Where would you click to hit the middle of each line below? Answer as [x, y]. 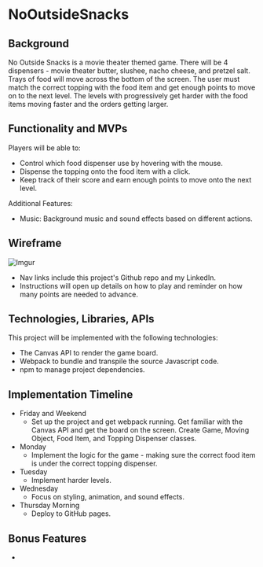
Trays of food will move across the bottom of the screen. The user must [124, 79]
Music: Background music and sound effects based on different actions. [136, 219]
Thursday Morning [49, 506]
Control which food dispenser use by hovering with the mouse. [121, 163]
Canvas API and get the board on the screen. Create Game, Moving [140, 430]
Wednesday [39, 488]
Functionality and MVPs [68, 129]
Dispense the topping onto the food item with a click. [105, 171]
